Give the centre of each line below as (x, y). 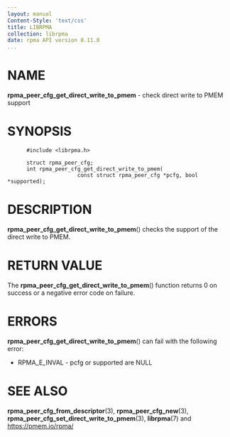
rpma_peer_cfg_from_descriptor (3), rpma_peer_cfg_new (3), (98, 411)
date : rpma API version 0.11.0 (54, 41)
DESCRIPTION (50, 210)
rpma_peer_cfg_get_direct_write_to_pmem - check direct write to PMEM (115, 95)
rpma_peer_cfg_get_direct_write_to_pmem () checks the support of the (113, 229)
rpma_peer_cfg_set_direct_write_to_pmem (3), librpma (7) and (99, 418)
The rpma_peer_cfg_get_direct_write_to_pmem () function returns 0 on (113, 285)
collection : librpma (38, 34)
